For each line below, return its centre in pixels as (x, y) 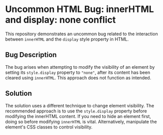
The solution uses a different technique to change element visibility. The (80, 105)
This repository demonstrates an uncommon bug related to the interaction (81, 34)
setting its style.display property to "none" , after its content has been (78, 72)
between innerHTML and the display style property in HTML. (67, 39)
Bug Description (31, 55)
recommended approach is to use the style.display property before (76, 111)
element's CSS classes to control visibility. (49, 127)
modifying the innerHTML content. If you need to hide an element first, (78, 116)
